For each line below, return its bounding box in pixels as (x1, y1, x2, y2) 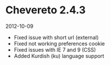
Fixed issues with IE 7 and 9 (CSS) (13, 46, 96, 53)
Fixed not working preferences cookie (13, 40, 105, 47)
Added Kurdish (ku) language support (13, 52, 105, 59)
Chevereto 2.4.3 (5, 3, 86, 17)
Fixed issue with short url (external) (13, 34, 99, 41)
